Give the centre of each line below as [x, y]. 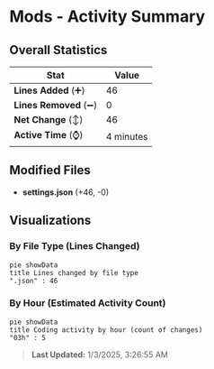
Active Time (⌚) [49, 135]
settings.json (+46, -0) [66, 192]
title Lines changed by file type [74, 272]
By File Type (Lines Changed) [75, 246]
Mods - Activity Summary [107, 17]
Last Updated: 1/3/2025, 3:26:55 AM [99, 355]
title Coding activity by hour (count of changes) [106, 330]
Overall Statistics [58, 50]
